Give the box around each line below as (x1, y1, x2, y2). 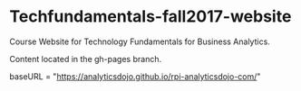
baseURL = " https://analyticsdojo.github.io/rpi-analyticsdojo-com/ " (9, 70, 261, 82)
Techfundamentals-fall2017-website (9, 6, 292, 27)
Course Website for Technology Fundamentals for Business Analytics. (9, 36, 270, 47)
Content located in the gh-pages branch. (9, 53, 161, 64)
